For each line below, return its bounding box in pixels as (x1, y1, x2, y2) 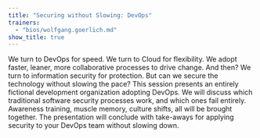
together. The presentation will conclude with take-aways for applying (8, 112, 234, 122)
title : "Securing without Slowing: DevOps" (8, 11, 153, 19)
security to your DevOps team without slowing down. (8, 121, 179, 130)
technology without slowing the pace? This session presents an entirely (8, 80, 239, 89)
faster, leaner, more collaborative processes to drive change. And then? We (8, 63, 251, 73)
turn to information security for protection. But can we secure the (8, 71, 218, 80)
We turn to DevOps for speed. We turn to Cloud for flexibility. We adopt (8, 55, 237, 64)
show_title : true (8, 33, 65, 41)
